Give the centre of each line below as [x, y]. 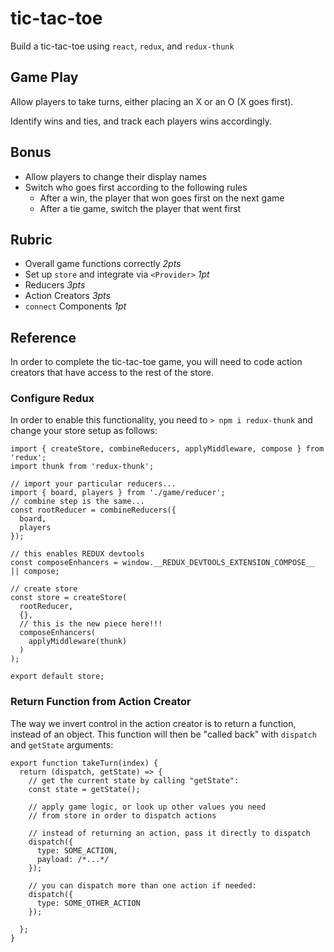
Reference [43, 337]
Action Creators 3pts [67, 296]
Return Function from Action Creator [101, 702]
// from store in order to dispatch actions [122, 815]
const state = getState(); [84, 789]
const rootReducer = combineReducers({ [93, 510]
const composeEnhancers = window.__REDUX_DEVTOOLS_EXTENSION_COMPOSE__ [162, 563]
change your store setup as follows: [84, 431]
